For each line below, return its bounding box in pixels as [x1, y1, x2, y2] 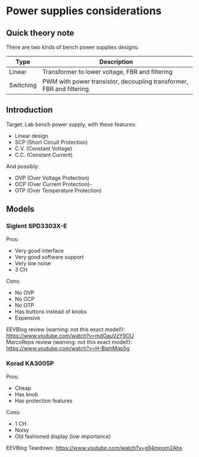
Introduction [6, 105, 53, 115]
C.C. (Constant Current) [14, 151, 73, 158]
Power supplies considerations [6, 4, 162, 18]
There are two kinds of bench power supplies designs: [6, 43, 139, 51]
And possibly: [6, 162, 40, 170]
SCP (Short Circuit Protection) [14, 138, 88, 146]
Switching [9, 81, 37, 89]
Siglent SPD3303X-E [6, 222, 68, 230]
